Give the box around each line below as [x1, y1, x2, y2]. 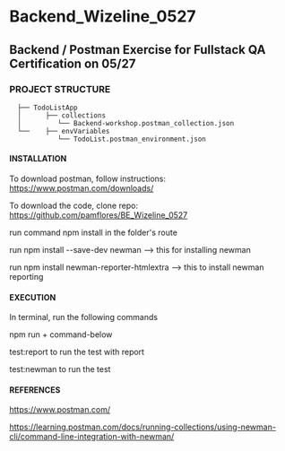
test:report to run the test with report [9, 347, 145, 358]
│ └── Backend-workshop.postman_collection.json [17, 118, 235, 127]
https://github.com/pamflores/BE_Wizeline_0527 [9, 210, 188, 221]
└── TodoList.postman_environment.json [56, 134, 206, 143]
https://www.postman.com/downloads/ [9, 183, 154, 194]
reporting [9, 272, 44, 282]
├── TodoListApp [17, 103, 78, 112]
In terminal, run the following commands [9, 312, 159, 323]
